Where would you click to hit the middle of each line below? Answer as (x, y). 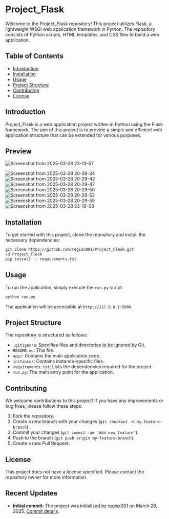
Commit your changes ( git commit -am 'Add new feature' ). (76, 432)
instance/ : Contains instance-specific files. (58, 361)
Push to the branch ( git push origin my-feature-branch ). (73, 438)
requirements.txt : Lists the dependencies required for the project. (83, 367)
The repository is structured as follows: (47, 335)
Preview (19, 151)
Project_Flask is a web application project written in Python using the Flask (84, 124)
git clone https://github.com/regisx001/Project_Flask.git (70, 250)
